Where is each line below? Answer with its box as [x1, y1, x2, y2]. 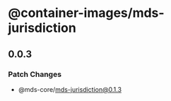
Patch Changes [8, 69, 62, 79]
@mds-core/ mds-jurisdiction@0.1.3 [18, 85, 122, 93]
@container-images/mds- [8, 5, 165, 21]
